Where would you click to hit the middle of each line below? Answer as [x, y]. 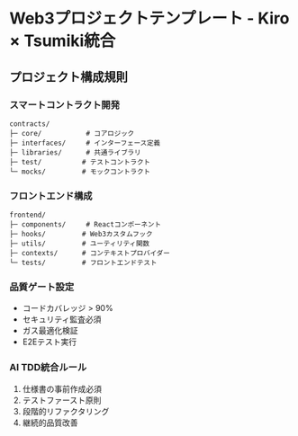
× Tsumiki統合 [63, 41]
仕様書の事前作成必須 [62, 388]
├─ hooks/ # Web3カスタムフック [81, 235]
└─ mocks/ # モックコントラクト [80, 172]
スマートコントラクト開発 [64, 104]
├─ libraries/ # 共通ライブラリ [75, 152]
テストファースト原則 [62, 400]
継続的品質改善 [50, 423]
